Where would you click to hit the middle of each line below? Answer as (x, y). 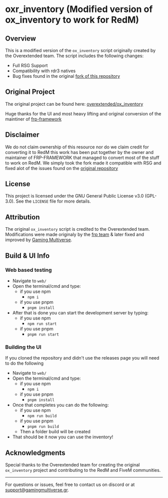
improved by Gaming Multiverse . (39, 240)
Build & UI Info (27, 256)
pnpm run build (43, 427)
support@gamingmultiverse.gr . (37, 490)
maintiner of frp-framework (33, 119)
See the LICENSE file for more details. (53, 201)
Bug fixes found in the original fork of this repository (66, 76)
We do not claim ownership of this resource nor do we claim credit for (77, 147)
